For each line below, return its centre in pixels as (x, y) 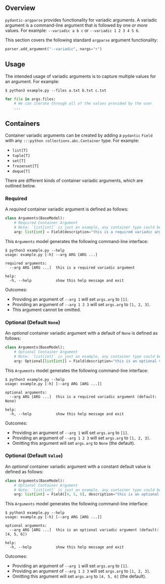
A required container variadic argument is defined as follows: (67, 209)
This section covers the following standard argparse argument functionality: (82, 40)
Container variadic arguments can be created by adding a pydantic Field (79, 135)
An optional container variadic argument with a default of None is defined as (82, 333)
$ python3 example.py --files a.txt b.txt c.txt (56, 91)
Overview (20, 8)
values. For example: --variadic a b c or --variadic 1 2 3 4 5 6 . (72, 30)
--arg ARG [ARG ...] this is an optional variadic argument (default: (84, 530)
